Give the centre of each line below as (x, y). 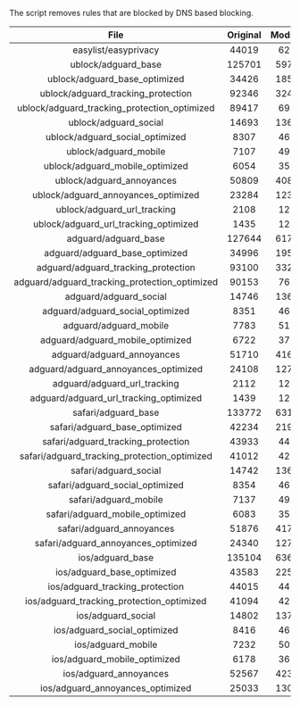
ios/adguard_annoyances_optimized (116, 688)
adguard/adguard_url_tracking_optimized (116, 398)
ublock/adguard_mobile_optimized (116, 166)
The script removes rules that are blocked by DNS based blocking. (132, 13)
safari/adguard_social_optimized (116, 485)
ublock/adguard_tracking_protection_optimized (116, 108)
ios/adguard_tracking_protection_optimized (116, 601)
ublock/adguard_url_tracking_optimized (116, 224)
